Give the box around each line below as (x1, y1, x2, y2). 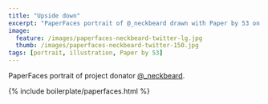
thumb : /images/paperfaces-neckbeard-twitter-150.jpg (15, 42, 199, 50)
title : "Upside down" (8, 11, 81, 20)
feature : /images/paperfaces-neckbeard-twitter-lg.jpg (15, 34, 203, 42)
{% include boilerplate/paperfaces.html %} (8, 86, 150, 96)
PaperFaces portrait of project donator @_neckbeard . (8, 71, 185, 80)
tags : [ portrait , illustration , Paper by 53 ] (8, 49, 163, 57)
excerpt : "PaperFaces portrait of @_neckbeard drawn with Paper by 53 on (8, 19, 261, 27)
